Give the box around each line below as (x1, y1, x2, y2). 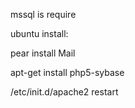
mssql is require (10, 9, 77, 20)
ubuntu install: (10, 28, 69, 39)
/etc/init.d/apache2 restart (10, 86, 119, 98)
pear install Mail (10, 47, 76, 59)
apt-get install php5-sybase (10, 67, 125, 78)
